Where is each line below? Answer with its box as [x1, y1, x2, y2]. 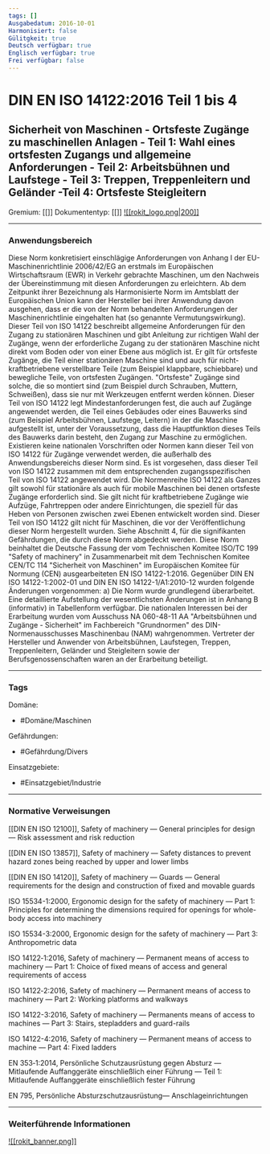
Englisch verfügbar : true [8, 49, 95, 57]
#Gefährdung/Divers [19, 747, 88, 756]
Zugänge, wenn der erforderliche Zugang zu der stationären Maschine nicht [8, 338, 260, 348]
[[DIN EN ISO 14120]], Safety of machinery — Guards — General [8, 872, 220, 882]
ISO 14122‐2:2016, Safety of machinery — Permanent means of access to [8, 985, 251, 995]
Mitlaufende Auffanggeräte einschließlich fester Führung [8, 1074, 195, 1085]
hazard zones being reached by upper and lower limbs [8, 857, 189, 866]
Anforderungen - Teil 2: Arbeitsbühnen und [8, 161, 231, 174]
